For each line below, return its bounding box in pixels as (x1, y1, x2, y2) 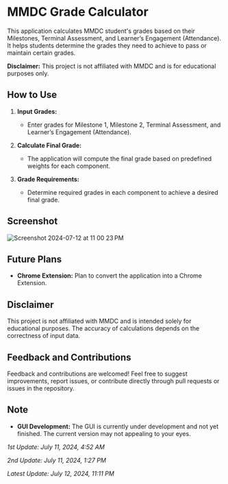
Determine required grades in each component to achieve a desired (27, 188, 218, 196)
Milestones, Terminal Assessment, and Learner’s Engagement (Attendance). (7, 34, 221, 42)
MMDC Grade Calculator (7, 4, 149, 20)
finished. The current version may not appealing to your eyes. (16, 429, 191, 437)
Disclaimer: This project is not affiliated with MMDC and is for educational (7, 62, 216, 70)
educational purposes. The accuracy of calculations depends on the (7, 324, 200, 332)
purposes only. (7, 69, 49, 77)
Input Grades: (16, 107, 58, 115)
